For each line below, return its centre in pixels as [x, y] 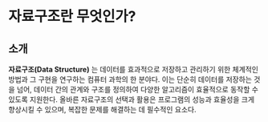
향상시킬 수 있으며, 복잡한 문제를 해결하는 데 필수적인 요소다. [102, 110]
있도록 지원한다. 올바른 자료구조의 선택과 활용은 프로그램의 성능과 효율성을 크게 [132, 100]
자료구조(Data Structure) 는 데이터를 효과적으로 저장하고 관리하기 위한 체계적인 [134, 69]
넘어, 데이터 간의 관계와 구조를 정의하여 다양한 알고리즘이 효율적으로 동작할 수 [138, 89]
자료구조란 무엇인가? [72, 16]
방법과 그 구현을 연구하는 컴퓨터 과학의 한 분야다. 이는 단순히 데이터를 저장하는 [130, 79]
